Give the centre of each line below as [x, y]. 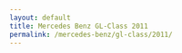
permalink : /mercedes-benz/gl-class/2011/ [91, 34]
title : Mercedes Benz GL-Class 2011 [79, 26]
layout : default [40, 18]
